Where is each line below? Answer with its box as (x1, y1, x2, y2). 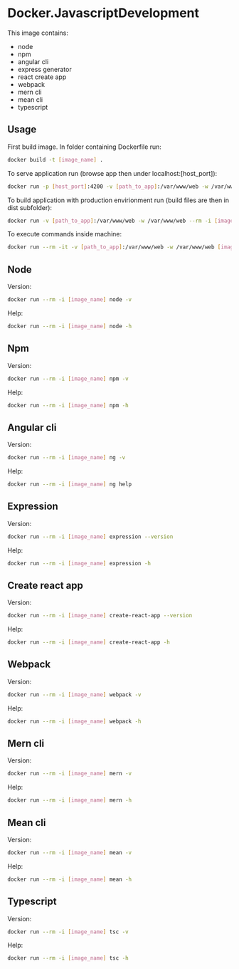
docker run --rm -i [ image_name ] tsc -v (7, 928, 129, 936)
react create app (17, 73, 67, 81)
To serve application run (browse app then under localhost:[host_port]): (7, 169, 218, 177)
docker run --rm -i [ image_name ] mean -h (7, 876, 132, 883)
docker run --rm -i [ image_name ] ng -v (7, 454, 126, 461)
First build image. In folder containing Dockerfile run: (7, 142, 162, 151)
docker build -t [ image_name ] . (7, 156, 103, 163)
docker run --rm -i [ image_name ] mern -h (7, 797, 132, 804)
